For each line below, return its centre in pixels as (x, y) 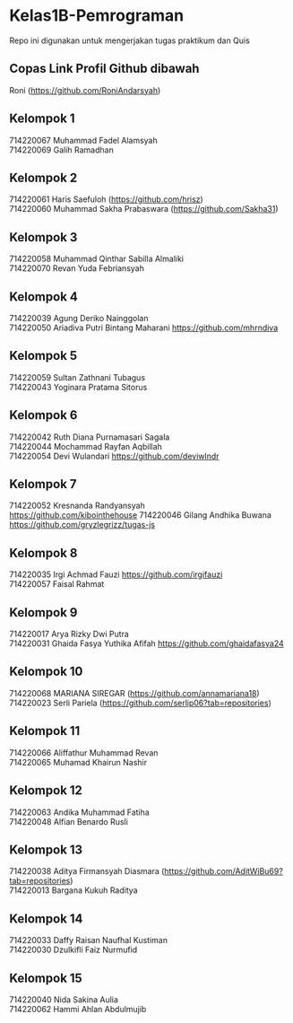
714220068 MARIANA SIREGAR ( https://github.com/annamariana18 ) (134, 693)
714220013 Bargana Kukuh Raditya (73, 890)
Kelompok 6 (43, 415)
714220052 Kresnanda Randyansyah (77, 506)
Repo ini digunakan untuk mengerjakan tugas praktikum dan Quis (130, 40)
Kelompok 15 (46, 978)
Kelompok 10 (46, 672)
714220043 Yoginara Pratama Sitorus (78, 387)
